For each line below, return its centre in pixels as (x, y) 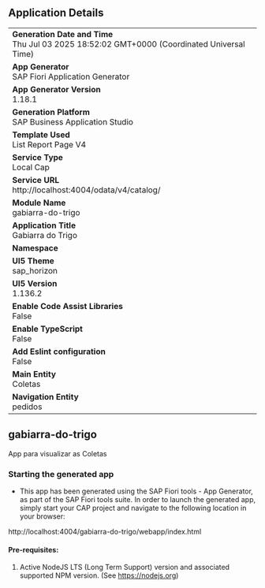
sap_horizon (35, 270)
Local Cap (31, 167)
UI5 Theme (34, 261)
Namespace (35, 247)
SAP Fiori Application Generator (71, 76)
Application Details (56, 13)
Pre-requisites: (34, 549)
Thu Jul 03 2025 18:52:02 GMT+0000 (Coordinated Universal (129, 44)
